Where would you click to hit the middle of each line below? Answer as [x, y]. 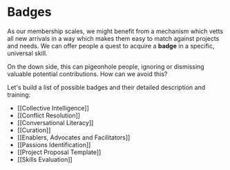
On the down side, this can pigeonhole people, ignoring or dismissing [106, 66]
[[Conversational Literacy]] [55, 122]
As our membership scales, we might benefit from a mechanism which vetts [115, 31]
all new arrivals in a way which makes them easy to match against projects [113, 38]
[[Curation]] [34, 130]
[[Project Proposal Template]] [59, 152]
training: [19, 95]
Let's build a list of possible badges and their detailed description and [106, 87]
